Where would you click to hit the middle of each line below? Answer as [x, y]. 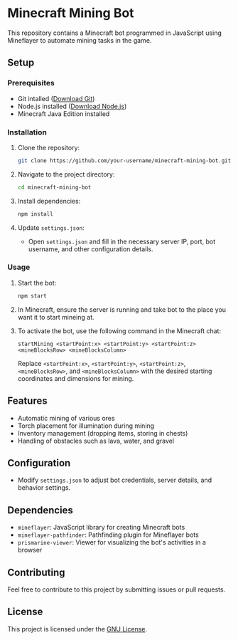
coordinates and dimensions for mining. [76, 378]
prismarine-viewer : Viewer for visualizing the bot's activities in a [112, 542]
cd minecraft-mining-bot [54, 187]
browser [30, 550]
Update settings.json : [51, 227]
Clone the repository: [49, 147]
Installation [27, 132]
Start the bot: [37, 283]
